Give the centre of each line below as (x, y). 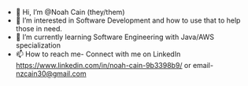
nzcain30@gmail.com (51, 73)
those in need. (39, 29)
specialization (38, 45)
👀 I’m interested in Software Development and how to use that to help (128, 20)
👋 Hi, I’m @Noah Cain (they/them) (70, 12)
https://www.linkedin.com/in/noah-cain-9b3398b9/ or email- (115, 65)
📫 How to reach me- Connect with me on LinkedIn (98, 54)
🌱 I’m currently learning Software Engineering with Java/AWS (115, 37)
